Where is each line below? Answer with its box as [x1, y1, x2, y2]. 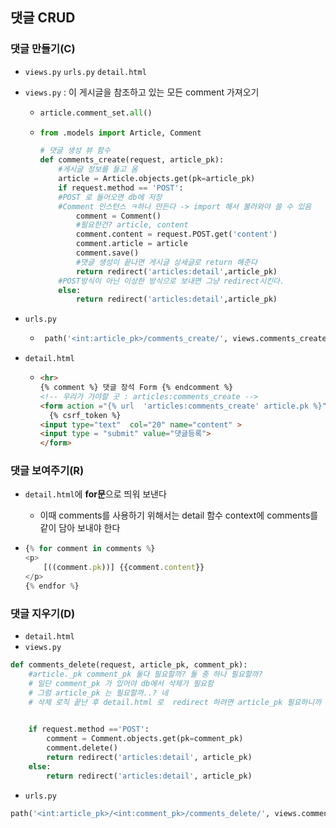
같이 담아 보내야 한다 [39, 522, 121, 534]
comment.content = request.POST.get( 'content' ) [75, 229, 278, 240]
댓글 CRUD [10, 9, 76, 27]
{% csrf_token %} [48, 410, 122, 420]
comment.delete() [46, 743, 118, 753]
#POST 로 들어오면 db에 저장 [58, 192, 163, 202]
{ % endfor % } [24, 581, 80, 591]
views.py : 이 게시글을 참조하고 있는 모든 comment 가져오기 [24, 86, 260, 98]
